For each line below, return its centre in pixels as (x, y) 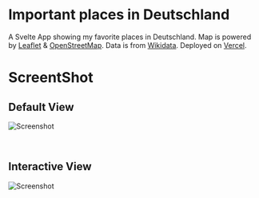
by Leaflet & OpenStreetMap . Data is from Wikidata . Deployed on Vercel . (128, 45)
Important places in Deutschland (119, 15)
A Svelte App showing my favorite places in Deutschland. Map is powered (130, 37)
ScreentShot (51, 78)
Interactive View (50, 166)
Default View (41, 107)
